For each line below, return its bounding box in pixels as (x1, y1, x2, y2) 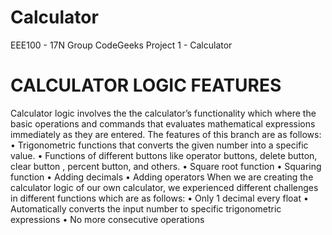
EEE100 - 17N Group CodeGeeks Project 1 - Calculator (10, 39, 233, 51)
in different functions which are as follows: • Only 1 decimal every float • (10, 192, 309, 204)
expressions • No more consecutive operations (10, 213, 205, 225)
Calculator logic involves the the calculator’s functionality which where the (10, 107, 317, 119)
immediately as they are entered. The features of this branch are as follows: (10, 128, 322, 140)
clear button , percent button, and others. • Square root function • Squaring (10, 160, 322, 172)
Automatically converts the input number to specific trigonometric (10, 202, 282, 215)
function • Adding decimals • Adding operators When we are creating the (10, 171, 314, 183)
